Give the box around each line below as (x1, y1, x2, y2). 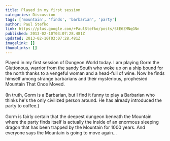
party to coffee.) (5, 102, 40, 108)
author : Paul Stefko (5, 21, 49, 27)
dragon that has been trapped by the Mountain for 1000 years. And (5, 124, 146, 130)
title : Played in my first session (5, 7, 81, 13)
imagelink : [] (5, 41, 36, 46)
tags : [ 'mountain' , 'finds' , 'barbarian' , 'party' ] (5, 17, 117, 22)
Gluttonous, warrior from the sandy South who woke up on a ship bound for (5, 65, 163, 71)
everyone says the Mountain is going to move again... (5, 129, 117, 135)
